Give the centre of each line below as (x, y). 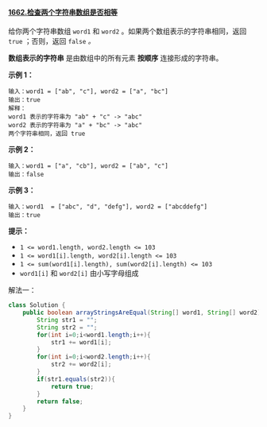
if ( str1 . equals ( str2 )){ (76, 379)
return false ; (60, 402)
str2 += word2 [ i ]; (81, 365)
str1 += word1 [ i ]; (81, 342)
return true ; (72, 386)
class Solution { (37, 305)
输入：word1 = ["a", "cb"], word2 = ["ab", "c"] (89, 166)
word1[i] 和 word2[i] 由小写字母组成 (79, 274)
